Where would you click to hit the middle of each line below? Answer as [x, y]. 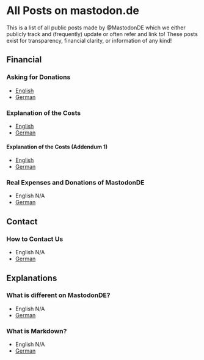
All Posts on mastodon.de [73, 11]
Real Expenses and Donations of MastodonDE [75, 183]
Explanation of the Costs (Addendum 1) [57, 147]
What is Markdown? [37, 331]
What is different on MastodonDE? [58, 295]
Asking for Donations [38, 77]
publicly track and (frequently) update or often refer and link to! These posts [102, 34]
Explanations [32, 278]
